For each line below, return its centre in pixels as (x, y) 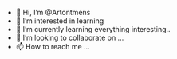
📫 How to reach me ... (53, 47)
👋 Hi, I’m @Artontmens (53, 12)
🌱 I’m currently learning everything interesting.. (93, 29)
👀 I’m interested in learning (60, 21)
